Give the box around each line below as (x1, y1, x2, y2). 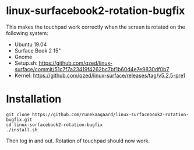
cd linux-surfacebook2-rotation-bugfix (6, 121, 103, 128)
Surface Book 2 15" (14, 47, 61, 54)
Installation (6, 92, 62, 106)
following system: (6, 29, 48, 36)
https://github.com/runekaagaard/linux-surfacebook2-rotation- (31, 111, 189, 117)
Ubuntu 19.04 (14, 41, 47, 48)
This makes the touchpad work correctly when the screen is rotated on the (6, 23, 185, 30)
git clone (6, 111, 30, 117)
